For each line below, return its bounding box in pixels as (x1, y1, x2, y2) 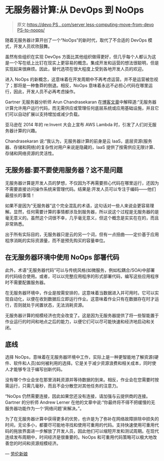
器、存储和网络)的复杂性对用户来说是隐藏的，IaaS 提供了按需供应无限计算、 (5, 144, 158, 150)
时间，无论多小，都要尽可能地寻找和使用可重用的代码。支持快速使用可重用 (5, 422, 155, 428)
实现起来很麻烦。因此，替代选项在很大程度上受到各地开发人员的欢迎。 (5, 66, 146, 71)
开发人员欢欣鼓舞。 (13, 43, 52, 49)
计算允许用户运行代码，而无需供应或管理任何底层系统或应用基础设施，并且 (5, 105, 155, 111)
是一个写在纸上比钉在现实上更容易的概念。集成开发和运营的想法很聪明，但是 (5, 60, 159, 66)
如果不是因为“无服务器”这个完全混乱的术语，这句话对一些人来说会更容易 (5, 203, 150, 208)
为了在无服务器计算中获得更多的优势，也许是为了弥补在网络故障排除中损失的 (5, 416, 159, 422)
